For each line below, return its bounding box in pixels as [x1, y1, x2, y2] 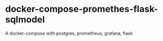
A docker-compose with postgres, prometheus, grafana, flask [5, 30, 133, 36]
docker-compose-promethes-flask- [5, 3, 158, 15]
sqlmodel [5, 14, 45, 25]
